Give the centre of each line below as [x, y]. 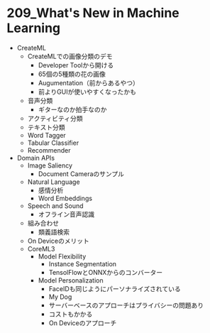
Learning [34, 28]
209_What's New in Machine [93, 13]
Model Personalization [71, 280]
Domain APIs [35, 158]
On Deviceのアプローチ [83, 323]
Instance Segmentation [83, 263]
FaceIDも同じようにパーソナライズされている [115, 288]
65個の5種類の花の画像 [72, 74]
